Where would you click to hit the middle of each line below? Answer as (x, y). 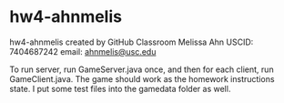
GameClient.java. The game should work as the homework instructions (142, 78)
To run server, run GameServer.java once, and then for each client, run (142, 69)
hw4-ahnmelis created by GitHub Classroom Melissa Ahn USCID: (132, 42)
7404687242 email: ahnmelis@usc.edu (83, 51)
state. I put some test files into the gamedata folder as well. (120, 88)
